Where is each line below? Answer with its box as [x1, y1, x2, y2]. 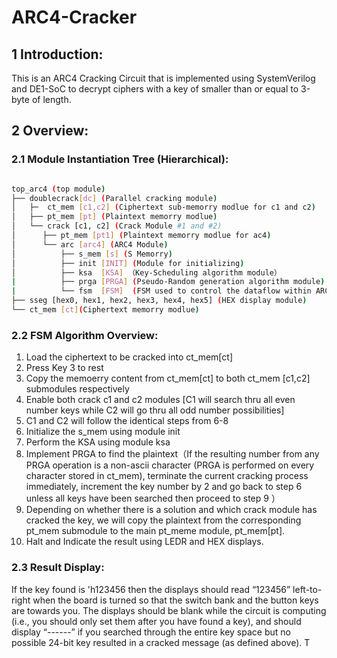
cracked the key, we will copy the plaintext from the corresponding [25, 514, 302, 526]
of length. [31, 94, 72, 105]
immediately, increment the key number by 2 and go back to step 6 [25, 481, 303, 493]
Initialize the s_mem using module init [25, 426, 181, 438]
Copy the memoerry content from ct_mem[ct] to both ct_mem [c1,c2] [25, 372, 311, 385]
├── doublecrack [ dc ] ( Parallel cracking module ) [11, 193, 218, 203]
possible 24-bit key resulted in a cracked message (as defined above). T [11, 636, 311, 648]
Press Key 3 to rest [25, 362, 104, 374]
